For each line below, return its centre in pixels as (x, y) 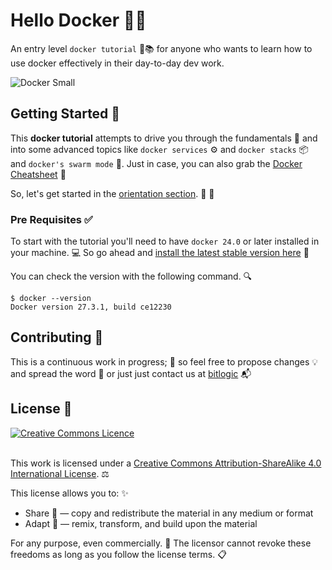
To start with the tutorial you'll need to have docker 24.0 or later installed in (165, 241)
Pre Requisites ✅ (51, 219)
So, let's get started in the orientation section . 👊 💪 (112, 193)
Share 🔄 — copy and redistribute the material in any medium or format (169, 513)
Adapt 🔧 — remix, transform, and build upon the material (141, 523)
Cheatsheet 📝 (38, 174)
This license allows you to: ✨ (69, 493)
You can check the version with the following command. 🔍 (131, 276)
